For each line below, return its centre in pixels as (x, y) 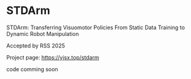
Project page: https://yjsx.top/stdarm (53, 57)
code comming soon (32, 69)
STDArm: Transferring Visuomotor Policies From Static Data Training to (96, 27)
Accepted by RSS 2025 (36, 46)
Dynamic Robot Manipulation (43, 33)
